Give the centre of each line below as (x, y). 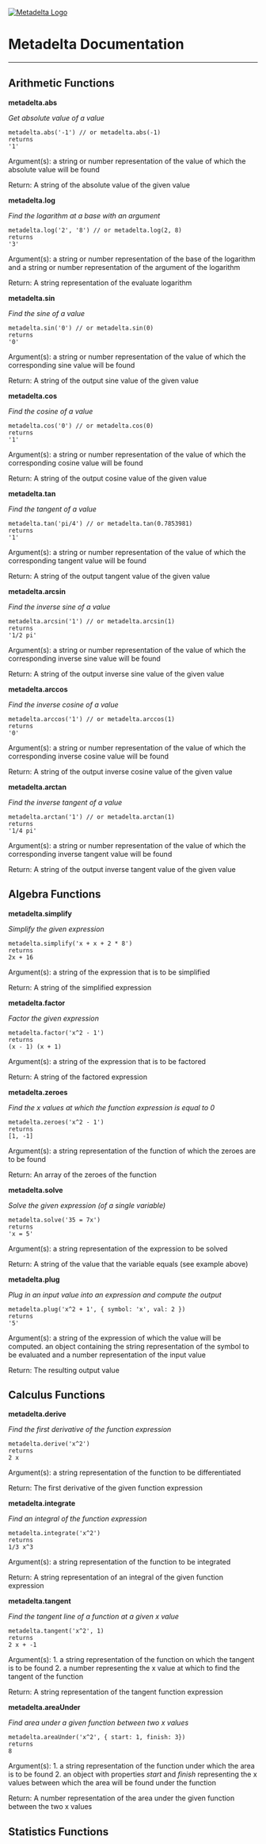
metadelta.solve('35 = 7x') (55, 1220)
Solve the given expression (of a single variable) (87, 1205)
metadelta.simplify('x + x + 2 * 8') (70, 943)
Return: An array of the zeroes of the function (82, 1175)
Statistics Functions (59, 1832)
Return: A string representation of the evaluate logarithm (100, 283)
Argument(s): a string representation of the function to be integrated (120, 1562)
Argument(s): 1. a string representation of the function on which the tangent (131, 1660)
